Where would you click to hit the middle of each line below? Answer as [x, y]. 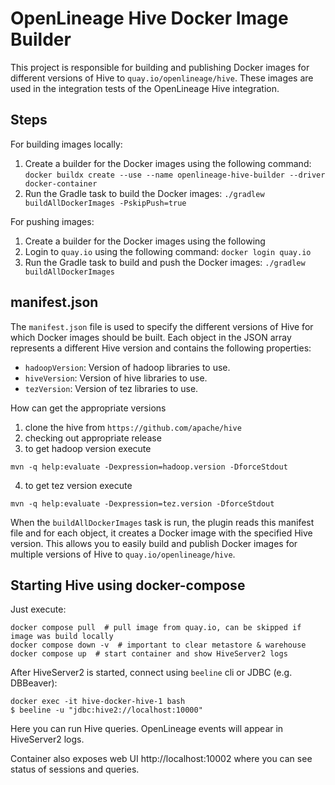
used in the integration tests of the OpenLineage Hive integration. [145, 88]
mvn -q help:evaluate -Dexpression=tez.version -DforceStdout [142, 503]
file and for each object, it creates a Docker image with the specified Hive [161, 533]
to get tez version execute [78, 485]
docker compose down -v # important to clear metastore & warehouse [158, 645]
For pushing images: [52, 221]
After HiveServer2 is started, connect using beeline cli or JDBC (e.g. [151, 673]
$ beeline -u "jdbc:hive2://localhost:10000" [106, 710]
